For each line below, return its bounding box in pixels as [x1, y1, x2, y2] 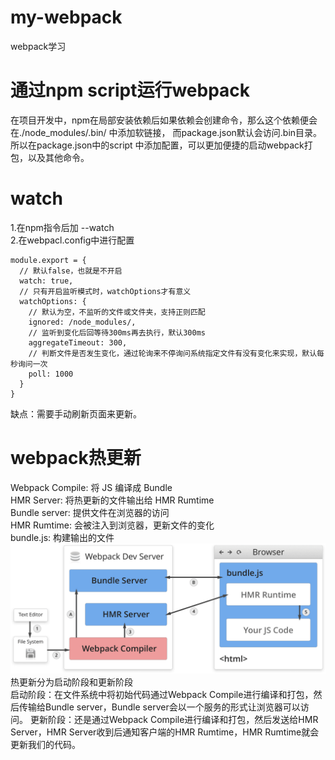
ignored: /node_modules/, [28, 317, 137, 327]
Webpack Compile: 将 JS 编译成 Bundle [10, 481, 173, 493]
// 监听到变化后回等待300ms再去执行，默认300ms [28, 327, 206, 338]
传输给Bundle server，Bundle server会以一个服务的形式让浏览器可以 [18, 701, 301, 713]
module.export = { [10, 255, 87, 265]
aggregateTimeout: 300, [28, 337, 128, 348]
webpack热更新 [10, 447, 142, 469]
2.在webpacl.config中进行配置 [10, 234, 135, 246]
